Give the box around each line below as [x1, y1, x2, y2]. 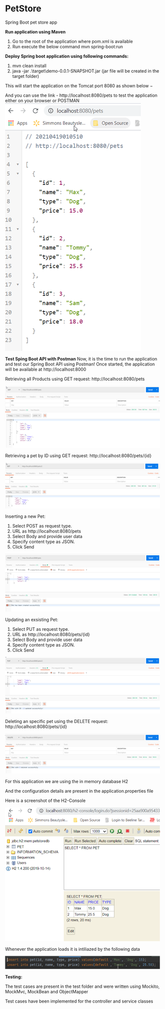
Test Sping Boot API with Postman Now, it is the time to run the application [5, 356, 158, 361]
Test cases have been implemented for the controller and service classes [5, 998, 153, 1004]
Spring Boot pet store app [5, 19, 57, 25]
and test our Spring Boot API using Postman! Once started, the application [5, 361, 155, 367]
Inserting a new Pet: [5, 513, 46, 519]
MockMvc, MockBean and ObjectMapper [5, 988, 88, 994]
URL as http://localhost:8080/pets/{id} [12, 632, 90, 638]
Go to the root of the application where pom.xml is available [12, 38, 133, 44]
